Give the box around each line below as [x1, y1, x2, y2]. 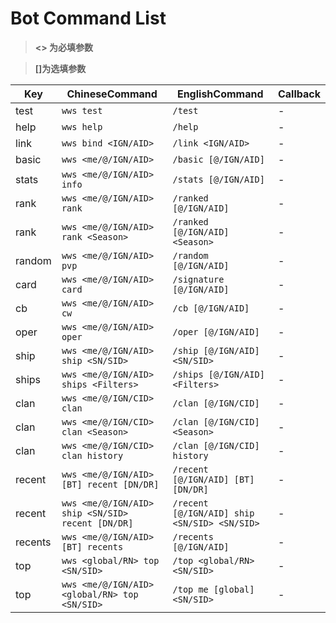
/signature [172, 273, 225, 285]
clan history [61, 450, 124, 461]
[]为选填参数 [34, 62, 87, 74]
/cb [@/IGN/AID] [172, 302, 250, 314]
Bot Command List [10, 7, 167, 30]
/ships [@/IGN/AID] [172, 368, 265, 380]
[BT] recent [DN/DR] [61, 478, 160, 490]
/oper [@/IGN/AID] [172, 326, 260, 337]
